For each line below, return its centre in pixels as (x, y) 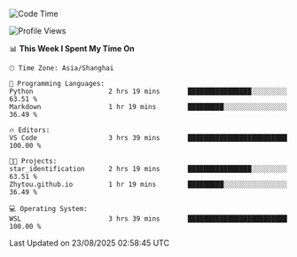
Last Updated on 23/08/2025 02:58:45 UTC (90, 243)
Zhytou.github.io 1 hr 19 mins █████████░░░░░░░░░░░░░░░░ (148, 184)
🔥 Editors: (30, 130)
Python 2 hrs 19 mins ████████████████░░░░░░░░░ (148, 91)
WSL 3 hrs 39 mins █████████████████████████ (148, 219)
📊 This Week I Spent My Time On (72, 48)
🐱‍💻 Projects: (33, 161)
